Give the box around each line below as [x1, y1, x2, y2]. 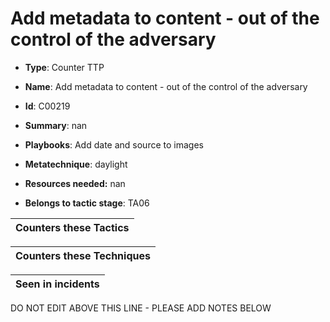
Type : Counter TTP [24, 61, 105, 73]
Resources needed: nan [24, 177, 126, 189]
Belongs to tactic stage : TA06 [24, 197, 150, 209]
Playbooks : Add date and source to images [24, 138, 204, 151]
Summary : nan [24, 119, 88, 131]
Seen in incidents [15, 277, 100, 291]
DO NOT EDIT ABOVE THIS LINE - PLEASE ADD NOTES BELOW [10, 302, 272, 314]
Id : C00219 [24, 100, 71, 112]
